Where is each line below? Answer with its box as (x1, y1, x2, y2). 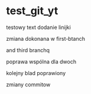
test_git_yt (6, 4, 58, 18)
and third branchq (6, 46, 50, 54)
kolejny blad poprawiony (6, 69, 66, 76)
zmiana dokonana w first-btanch (6, 35, 86, 42)
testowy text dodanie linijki (6, 24, 71, 31)
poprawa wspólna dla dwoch (6, 58, 77, 65)
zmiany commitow (6, 81, 51, 88)
